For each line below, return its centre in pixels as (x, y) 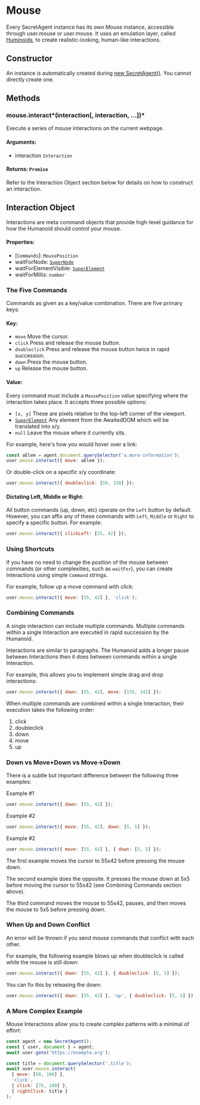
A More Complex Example (44, 1011)
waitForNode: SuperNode (44, 262)
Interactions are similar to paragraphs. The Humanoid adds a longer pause (98, 650)
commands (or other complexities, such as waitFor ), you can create (90, 568)
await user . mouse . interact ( (41, 1069)
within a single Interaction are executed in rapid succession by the (87, 632)
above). (16, 891)
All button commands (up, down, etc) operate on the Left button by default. (99, 510)
